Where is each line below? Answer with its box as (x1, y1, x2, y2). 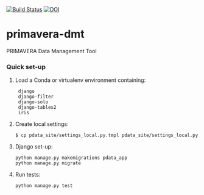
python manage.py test (15, 183, 73, 189)
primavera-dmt (6, 28, 85, 41)
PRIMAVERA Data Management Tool (6, 47, 97, 54)
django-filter (18, 94, 54, 100)
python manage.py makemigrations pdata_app (15, 155, 128, 161)
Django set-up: (15, 143, 53, 150)
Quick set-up (6, 62, 46, 71)
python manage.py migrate (15, 160, 81, 166)
